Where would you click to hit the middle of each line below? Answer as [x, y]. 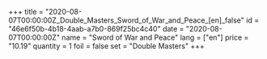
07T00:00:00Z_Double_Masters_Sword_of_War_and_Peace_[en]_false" [127, 20]
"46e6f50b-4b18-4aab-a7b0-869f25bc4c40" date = [96, 29]
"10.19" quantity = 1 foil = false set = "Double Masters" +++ [106, 46]
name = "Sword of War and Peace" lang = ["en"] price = [155, 37]
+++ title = [26, 12]
